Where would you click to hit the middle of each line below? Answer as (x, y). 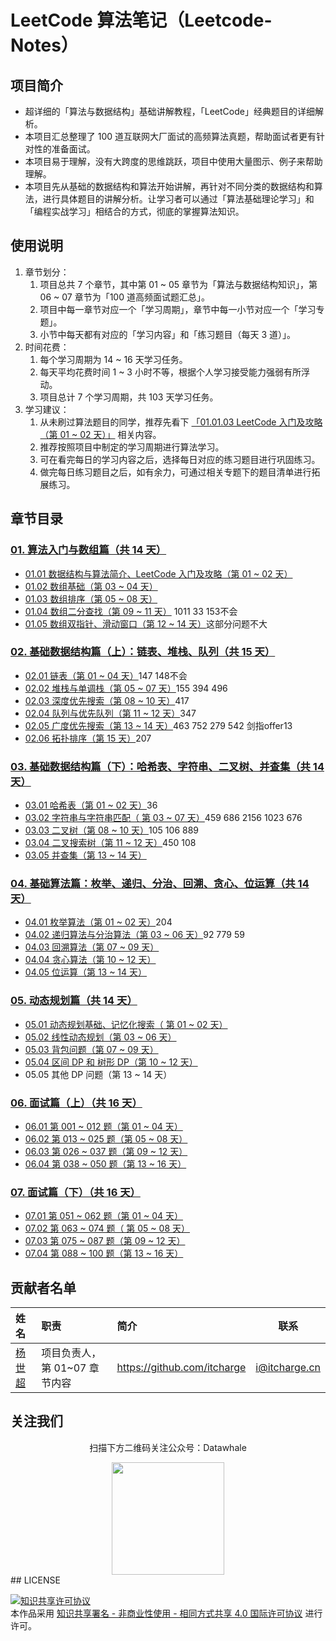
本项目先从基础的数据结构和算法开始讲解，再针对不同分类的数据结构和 (169, 186)
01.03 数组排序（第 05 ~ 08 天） (91, 598)
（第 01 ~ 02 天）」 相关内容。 (100, 434)
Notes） (44, 45)
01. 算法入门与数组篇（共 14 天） (88, 550)
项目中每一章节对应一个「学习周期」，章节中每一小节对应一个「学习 (178, 309)
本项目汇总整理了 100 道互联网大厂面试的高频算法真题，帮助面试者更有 (170, 136)
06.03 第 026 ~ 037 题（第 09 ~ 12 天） (106, 1151)
